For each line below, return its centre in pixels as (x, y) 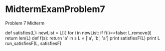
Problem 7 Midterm (25, 23)
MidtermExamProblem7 (55, 9)
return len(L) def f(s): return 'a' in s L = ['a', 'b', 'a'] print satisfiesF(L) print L (83, 38)
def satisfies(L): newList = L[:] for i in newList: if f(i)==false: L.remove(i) (79, 32)
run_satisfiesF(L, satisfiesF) (33, 43)
